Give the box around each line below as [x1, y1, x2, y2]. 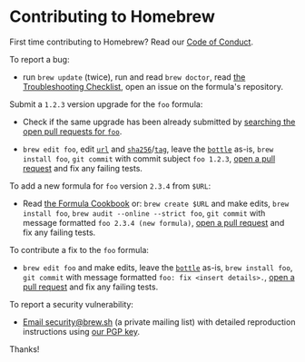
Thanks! [9, 343, 40, 355]
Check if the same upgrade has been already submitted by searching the [22, 116, 296, 127]
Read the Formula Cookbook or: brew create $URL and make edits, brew [22, 198, 290, 209]
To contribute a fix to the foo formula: [9, 244, 150, 255]
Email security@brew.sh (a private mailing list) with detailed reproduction [22, 316, 296, 328]
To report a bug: [9, 54, 70, 64]
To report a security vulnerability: [9, 298, 134, 309]
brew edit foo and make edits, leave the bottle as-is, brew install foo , [22, 261, 293, 273]
